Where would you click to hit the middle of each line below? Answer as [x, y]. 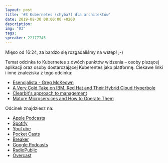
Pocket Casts [26, 134]
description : [19, 24]
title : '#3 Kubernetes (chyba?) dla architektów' [58, 15]
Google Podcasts [30, 144]
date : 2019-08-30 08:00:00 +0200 [40, 19]
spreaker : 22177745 [26, 38]
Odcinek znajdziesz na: [29, 108]
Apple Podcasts [29, 118]
